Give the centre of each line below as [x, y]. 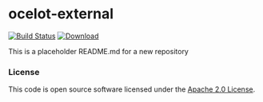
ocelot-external [61, 14]
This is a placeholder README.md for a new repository [99, 51]
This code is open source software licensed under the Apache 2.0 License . [132, 89]
